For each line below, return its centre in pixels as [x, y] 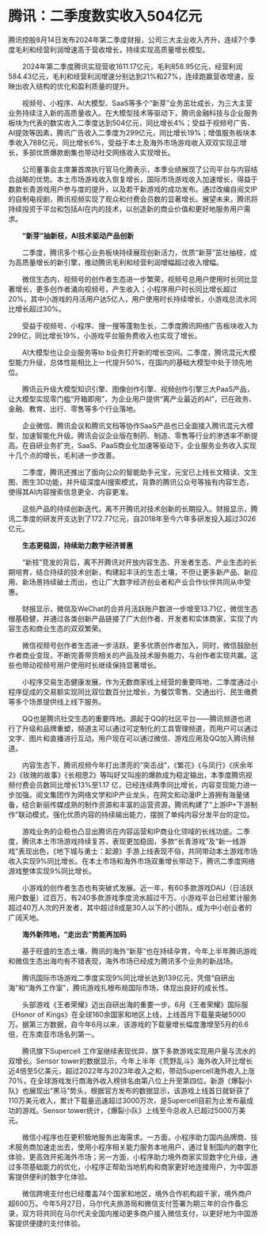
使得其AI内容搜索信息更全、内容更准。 [70, 492]
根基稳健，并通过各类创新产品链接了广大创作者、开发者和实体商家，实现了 [129, 618]
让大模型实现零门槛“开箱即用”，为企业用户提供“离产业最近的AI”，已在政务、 [132, 399]
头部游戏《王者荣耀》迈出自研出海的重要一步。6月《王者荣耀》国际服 [135, 1004]
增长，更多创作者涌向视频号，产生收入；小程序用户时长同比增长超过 [126, 289]
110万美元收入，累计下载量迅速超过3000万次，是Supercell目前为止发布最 [127, 1100]
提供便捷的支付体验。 [49, 1223]
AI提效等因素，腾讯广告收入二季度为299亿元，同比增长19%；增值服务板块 [129, 132]
